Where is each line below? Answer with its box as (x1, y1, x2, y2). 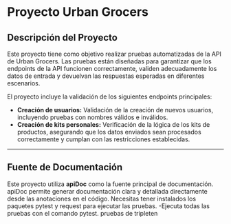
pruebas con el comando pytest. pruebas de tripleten (7, 209, 158, 217)
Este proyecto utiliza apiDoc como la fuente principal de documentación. (7, 180, 214, 188)
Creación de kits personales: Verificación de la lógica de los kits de (16, 121, 210, 128)
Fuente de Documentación (7, 161, 123, 173)
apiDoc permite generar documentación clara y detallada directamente (7, 187, 208, 195)
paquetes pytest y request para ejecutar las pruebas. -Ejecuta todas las (7, 201, 210, 210)
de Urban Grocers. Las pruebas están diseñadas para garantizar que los (7, 57, 212, 65)
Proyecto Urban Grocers (7, 4, 149, 20)
